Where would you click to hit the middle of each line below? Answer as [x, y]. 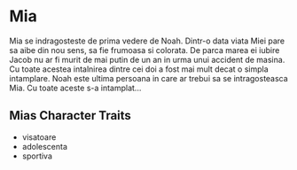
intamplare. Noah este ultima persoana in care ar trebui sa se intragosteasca [148, 78]
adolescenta [45, 146]
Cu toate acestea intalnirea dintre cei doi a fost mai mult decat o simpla [139, 69]
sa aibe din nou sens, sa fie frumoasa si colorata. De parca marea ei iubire [145, 50]
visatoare [39, 137]
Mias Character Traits [70, 116]
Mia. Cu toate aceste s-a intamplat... [75, 88]
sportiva [37, 156]
